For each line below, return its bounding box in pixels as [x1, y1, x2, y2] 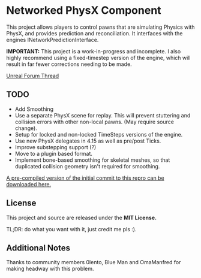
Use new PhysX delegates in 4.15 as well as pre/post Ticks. [14, 137, 161, 144]
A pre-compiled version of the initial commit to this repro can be [6, 174, 164, 182]
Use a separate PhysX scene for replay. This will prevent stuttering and [14, 111, 191, 119]
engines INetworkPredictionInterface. [6, 36, 99, 43]
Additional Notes [6, 243, 71, 253]
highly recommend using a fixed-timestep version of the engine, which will [6, 54, 191, 61]
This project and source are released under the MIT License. [6, 214, 157, 221]
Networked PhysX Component [6, 4, 161, 17]
